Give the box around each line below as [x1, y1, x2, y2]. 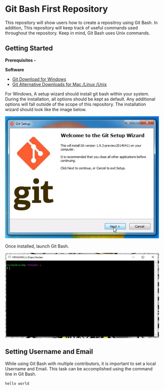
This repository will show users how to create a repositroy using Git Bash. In [5, 20, 158, 25]
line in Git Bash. [5, 371, 37, 377]
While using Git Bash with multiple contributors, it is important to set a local [5, 361, 156, 367]
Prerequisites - [5, 57, 36, 63]
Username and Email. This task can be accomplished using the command [5, 366, 153, 371]
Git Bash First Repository [5, 3, 108, 15]
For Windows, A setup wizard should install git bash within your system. [5, 91, 150, 96]
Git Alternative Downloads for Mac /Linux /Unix [12, 81, 107, 87]
